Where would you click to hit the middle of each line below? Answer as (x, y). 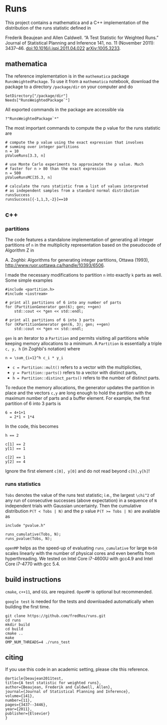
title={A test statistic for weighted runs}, (53, 683)
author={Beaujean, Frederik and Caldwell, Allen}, (59, 687)
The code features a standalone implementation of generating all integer (80, 240)
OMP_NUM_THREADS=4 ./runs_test (38, 642)
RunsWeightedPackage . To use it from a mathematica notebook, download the (82, 81)
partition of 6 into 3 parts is (33, 404)
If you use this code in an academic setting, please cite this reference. (77, 669)
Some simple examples (29, 280)
